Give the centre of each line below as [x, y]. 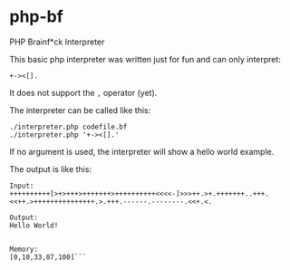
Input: [22, 186]
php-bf [36, 17]
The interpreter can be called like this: [80, 110]
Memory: [24, 249]
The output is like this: [51, 169]
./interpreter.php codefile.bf [68, 127]
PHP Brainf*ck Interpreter [57, 42]
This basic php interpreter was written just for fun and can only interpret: [145, 59]
